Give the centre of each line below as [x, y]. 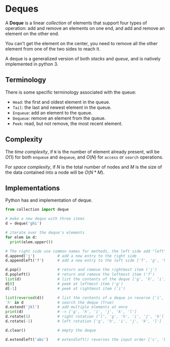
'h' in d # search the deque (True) [60, 302]
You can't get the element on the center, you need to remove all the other [81, 43]
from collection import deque [37, 210]
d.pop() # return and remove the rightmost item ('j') [81, 270]
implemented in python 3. [32, 64]
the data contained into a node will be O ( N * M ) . [55, 172]
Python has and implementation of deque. [49, 200]
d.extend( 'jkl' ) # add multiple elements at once [67, 307]
